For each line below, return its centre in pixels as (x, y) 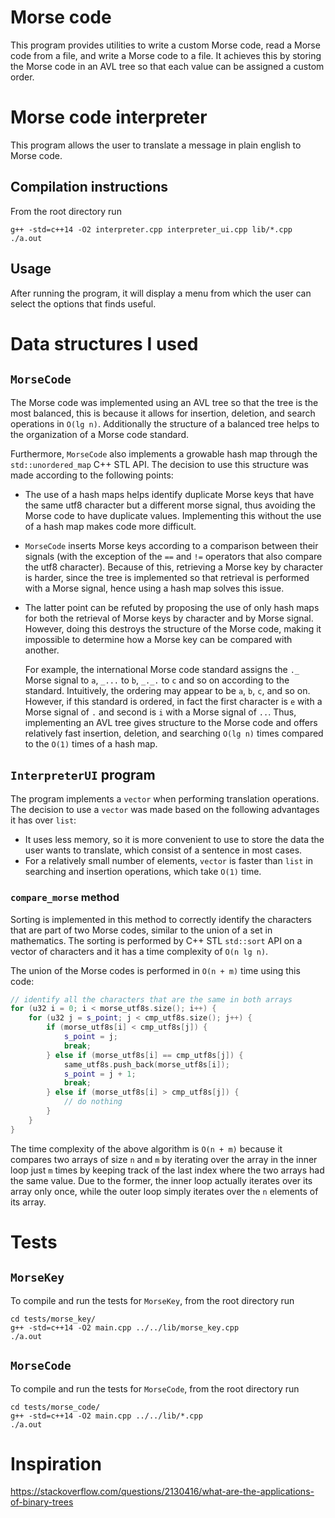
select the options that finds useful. (83, 303)
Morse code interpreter (109, 117)
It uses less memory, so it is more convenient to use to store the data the (174, 840)
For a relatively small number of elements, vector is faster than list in (168, 861)
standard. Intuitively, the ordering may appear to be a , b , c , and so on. (167, 690)
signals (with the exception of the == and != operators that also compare (173, 556)
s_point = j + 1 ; (100, 1074)
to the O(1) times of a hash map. (91, 743)
